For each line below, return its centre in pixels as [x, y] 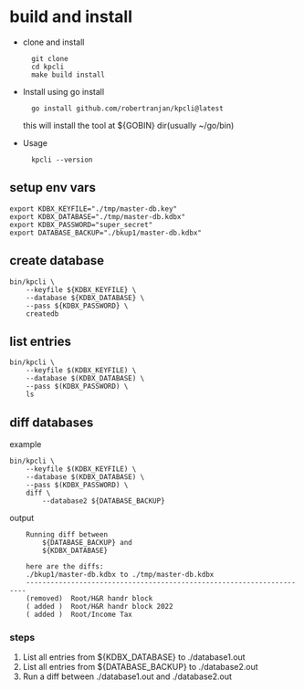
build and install [71, 17]
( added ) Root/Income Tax [79, 615]
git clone [50, 58]
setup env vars [52, 188]
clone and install [53, 42]
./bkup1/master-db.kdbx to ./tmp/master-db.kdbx [120, 575]
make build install [68, 75]
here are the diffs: [65, 567]
